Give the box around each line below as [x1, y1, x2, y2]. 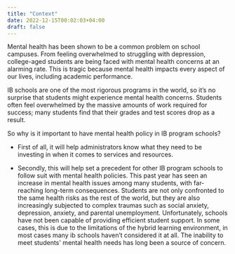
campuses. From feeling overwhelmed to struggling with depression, [7, 50, 206, 58]
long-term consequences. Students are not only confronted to [44, 187, 224, 195]
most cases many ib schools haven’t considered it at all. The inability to [17, 231, 224, 239]
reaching [17, 187, 43, 195]
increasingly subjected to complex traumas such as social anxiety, [17, 201, 209, 210]
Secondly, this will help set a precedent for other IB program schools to [17, 164, 223, 173]
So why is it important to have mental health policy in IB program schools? [7, 129, 221, 138]
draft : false [7, 23, 46, 30]
